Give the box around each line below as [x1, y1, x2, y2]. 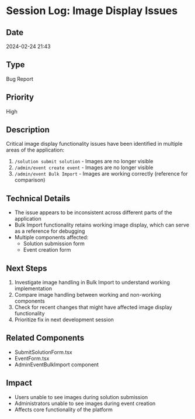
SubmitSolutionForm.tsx [14, 348, 72, 355]
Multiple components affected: [14, 234, 89, 241]
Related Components [6, 333, 85, 343]
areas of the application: [6, 146, 65, 153]
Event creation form [23, 246, 71, 253]
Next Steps [6, 263, 47, 273]
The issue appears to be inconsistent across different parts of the [14, 209, 172, 216]
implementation [14, 285, 53, 292]
